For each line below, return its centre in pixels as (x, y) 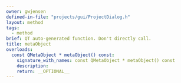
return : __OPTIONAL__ (43, 71)
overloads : (19, 50)
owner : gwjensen (26, 11)
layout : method (25, 22)
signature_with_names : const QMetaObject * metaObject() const (96, 60)
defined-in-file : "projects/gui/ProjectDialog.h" (68, 17)
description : (33, 66)
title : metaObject (29, 44)
